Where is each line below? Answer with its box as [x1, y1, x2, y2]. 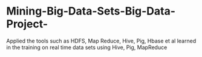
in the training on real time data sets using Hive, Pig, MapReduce [6, 44, 168, 51]
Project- [6, 17, 48, 31]
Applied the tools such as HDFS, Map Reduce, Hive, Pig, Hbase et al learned [6, 37, 197, 44]
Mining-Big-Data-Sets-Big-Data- [6, 4, 176, 18]
